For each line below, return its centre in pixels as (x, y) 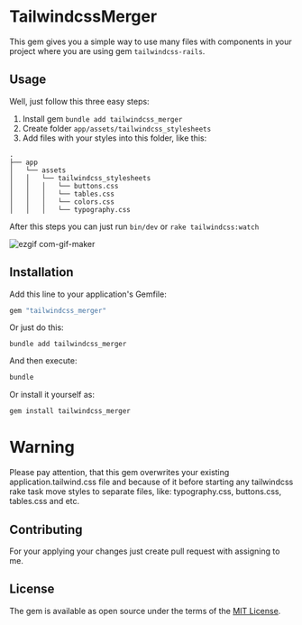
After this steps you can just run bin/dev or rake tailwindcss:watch (134, 226)
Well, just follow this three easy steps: (80, 101)
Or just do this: (37, 327)
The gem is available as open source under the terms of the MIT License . (145, 611)
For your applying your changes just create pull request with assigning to (145, 551)
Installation (41, 272)
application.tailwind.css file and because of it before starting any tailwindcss (151, 482)
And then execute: (43, 361)
